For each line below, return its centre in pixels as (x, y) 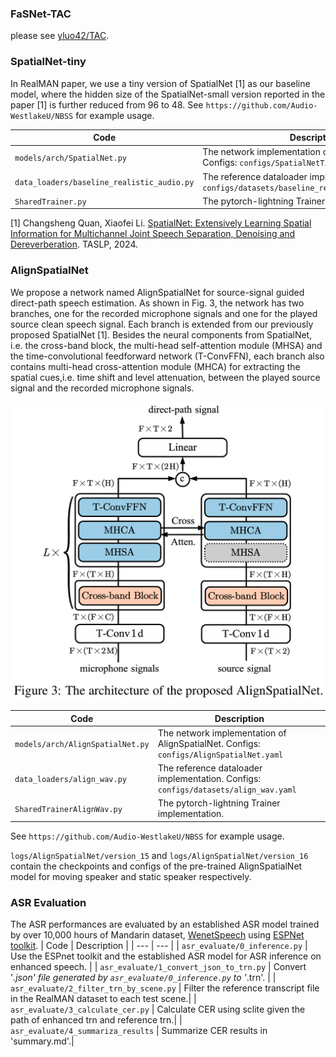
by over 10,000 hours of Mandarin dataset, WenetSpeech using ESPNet (157, 935)
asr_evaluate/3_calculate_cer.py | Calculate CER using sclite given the (158, 1009)
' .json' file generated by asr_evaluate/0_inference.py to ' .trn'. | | (143, 978)
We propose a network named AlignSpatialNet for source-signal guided (157, 292)
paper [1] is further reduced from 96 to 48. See (107, 104)
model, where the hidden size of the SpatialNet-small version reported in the (168, 94)
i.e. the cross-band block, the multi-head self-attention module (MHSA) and (166, 345)
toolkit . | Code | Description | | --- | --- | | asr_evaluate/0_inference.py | (159, 946)
